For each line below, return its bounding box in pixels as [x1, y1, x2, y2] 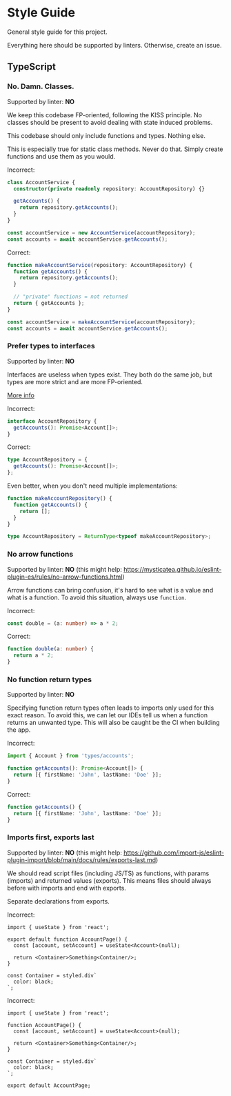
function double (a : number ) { [7, 646, 94, 652]
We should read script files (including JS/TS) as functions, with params [7, 869, 210, 877]
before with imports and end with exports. [7, 884, 126, 892]
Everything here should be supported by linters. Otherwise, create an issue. [7, 41, 222, 49]
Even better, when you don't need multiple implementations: [7, 481, 178, 490]
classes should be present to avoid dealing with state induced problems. [7, 118, 213, 126]
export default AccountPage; [7, 1082, 91, 1089]
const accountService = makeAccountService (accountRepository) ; [7, 319, 196, 326]
